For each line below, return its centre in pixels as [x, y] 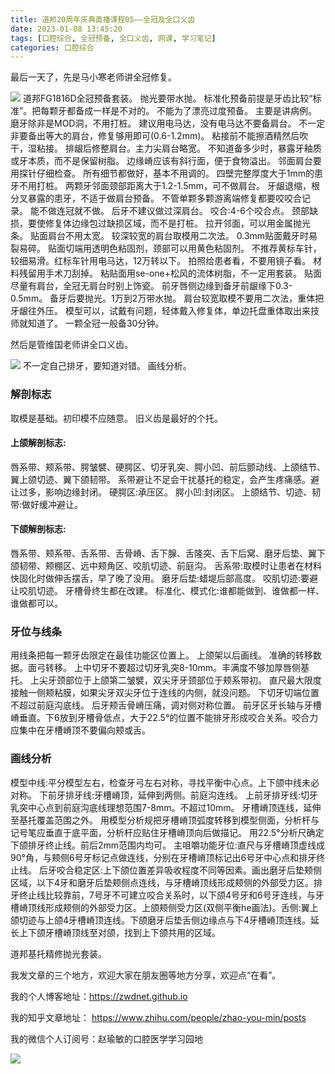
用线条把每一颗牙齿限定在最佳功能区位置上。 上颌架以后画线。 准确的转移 [161, 655]
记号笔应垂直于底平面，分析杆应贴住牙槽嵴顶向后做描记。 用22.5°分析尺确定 [167, 832]
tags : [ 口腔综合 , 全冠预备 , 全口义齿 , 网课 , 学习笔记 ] [113, 38]
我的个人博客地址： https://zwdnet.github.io [99, 996]
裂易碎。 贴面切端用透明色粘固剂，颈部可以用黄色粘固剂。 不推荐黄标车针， [166, 248]
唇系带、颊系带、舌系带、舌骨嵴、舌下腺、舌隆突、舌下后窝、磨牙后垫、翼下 [168, 553]
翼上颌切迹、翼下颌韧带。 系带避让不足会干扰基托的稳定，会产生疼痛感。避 [165, 479]
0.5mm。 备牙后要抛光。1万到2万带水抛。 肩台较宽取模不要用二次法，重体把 [167, 298]
